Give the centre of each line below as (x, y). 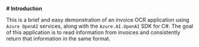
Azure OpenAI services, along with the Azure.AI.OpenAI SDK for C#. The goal (100, 26)
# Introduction (24, 9)
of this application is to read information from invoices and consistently (93, 32)
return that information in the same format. (58, 38)
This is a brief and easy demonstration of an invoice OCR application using (98, 20)
